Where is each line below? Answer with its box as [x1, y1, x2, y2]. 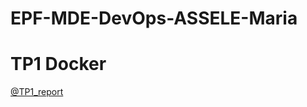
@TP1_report [10, 86, 64, 98]
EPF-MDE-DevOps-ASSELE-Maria [10, 7, 298, 30]
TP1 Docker [10, 53, 107, 76]
